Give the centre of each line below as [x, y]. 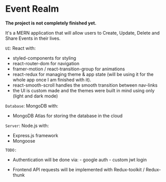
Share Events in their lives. [33, 38]
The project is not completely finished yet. [51, 23]
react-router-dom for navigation [46, 63]
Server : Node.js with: [27, 125]
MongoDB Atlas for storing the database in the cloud [68, 116]
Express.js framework [35, 135]
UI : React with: [21, 48]
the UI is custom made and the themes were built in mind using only [84, 90]
